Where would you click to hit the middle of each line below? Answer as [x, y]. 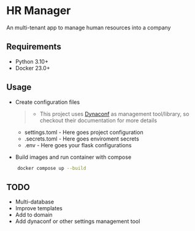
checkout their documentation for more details [98, 120]
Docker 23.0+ [32, 68]
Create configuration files [48, 102]
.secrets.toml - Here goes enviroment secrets [82, 139]
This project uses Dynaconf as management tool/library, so [114, 114]
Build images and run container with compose [73, 157]
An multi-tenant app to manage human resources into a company [89, 28]
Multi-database [34, 202]
